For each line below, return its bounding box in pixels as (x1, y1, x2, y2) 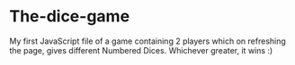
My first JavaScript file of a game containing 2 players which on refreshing (9, 36, 286, 46)
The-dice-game (9, 6, 130, 27)
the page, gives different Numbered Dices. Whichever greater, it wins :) (9, 45, 273, 55)
